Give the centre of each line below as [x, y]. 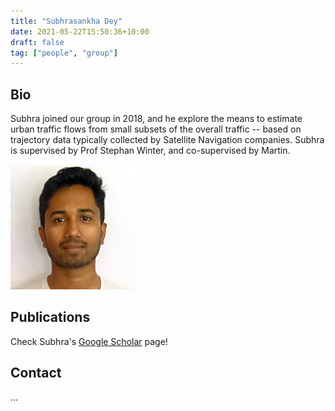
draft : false [37, 42]
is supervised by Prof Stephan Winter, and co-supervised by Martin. [150, 151]
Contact [36, 373]
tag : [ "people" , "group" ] [64, 53]
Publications [50, 317]
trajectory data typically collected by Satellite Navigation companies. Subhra [167, 140]
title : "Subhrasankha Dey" [66, 21]
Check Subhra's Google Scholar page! [89, 341]
